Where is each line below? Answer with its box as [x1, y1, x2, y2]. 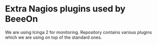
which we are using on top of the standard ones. [5, 34, 102, 40]
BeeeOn [5, 13, 38, 24]
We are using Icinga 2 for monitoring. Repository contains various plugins [5, 29, 152, 35]
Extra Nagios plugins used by [5, 3, 125, 14]
